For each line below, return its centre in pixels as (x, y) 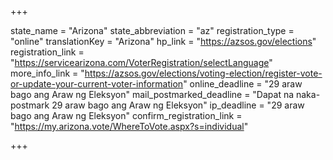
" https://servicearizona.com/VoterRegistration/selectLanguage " (141, 62)
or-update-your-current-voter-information (97, 84)
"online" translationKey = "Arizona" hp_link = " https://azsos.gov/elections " (163, 41)
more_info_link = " (47, 73)
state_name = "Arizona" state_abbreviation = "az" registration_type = (152, 30)
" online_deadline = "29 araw (243, 84)
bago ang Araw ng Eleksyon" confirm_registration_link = (126, 115)
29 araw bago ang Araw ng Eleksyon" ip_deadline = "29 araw (178, 105)
